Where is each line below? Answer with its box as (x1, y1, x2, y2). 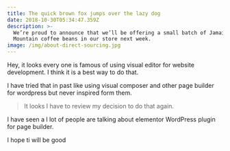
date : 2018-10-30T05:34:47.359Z (7, 16, 99, 23)
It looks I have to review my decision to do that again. (23, 102, 175, 110)
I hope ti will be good (7, 136, 66, 144)
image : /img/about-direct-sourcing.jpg (7, 42, 121, 49)
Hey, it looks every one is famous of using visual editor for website (7, 61, 195, 69)
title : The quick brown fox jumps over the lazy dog (7, 10, 161, 17)
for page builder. (7, 123, 54, 130)
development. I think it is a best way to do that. (7, 68, 139, 76)
